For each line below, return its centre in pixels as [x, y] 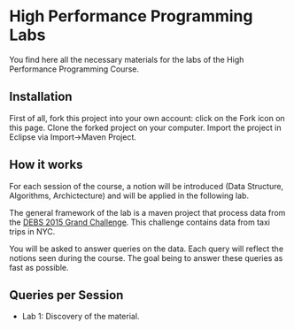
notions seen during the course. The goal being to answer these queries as [146, 257]
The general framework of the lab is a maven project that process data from [147, 212]
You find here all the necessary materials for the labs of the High [127, 59]
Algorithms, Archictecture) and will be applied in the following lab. [129, 196]
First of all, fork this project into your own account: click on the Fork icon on [147, 118]
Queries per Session [66, 295]
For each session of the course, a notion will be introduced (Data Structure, [147, 186]
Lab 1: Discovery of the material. [81, 317]
